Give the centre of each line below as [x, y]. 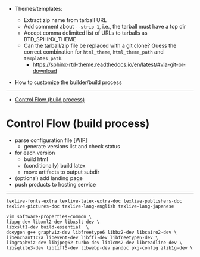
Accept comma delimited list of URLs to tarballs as [85, 33]
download [45, 71]
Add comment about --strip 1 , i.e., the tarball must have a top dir [105, 27]
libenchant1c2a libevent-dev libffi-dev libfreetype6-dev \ [82, 237]
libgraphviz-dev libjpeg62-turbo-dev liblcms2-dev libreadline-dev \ [94, 243]
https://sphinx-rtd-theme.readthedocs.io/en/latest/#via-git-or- [109, 64]
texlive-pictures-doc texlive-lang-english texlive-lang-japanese [90, 206]
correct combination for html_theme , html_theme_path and [93, 52]
